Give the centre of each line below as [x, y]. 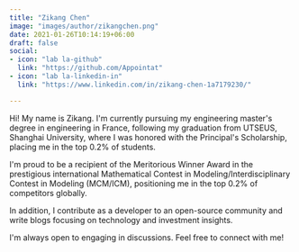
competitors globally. [48, 193]
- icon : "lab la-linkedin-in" [66, 76]
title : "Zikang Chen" [50, 18]
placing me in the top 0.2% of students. [82, 147]
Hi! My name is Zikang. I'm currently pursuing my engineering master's [141, 118]
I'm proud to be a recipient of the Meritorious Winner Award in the [131, 164]
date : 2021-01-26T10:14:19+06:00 [72, 34]
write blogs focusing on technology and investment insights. [121, 220]
